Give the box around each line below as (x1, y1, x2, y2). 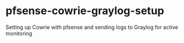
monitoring (5, 29, 32, 37)
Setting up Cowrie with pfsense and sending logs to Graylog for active (5, 24, 179, 31)
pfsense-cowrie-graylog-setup (5, 4, 165, 18)
